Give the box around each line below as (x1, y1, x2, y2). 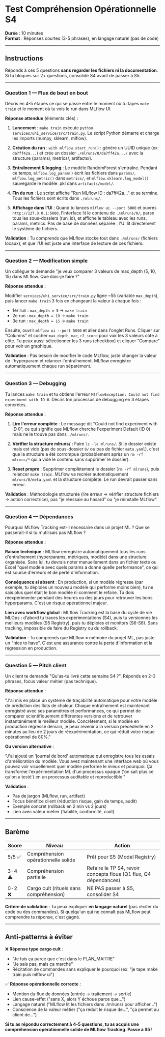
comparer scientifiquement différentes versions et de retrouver (5, 713, 133, 719)
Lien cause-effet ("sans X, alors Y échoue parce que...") (12, 996, 126, 1002)
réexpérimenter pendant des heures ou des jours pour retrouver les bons (5, 594, 153, 600)
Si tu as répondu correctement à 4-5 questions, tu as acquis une (5, 1021, 139, 1027)
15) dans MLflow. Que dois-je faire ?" (5, 274, 80, 280)
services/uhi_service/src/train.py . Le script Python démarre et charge (12, 130, 160, 136)
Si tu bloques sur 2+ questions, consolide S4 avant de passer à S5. (5, 72, 141, 78)
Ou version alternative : (5, 743, 54, 749)
